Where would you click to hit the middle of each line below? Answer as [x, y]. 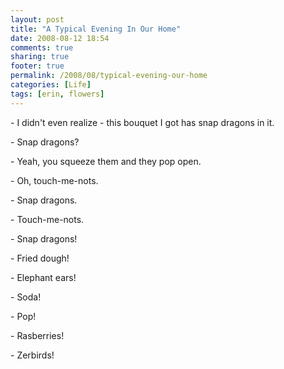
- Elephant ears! [43, 277]
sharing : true [40, 57]
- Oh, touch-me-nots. [54, 180]
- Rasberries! [37, 335]
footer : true [37, 66]
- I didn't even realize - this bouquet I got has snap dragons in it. [142, 122]
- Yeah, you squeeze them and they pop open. [106, 161]
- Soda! [26, 297]
